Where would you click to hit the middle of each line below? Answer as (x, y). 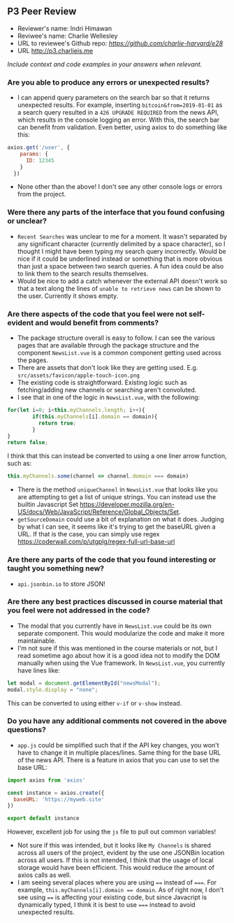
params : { (34, 154)
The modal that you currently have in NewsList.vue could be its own (114, 626)
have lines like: (39, 670)
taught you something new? (56, 568)
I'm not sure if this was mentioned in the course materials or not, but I (117, 648)
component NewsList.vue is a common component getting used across (119, 353)
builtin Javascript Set (48, 505)
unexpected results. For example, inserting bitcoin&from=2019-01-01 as (120, 105)
